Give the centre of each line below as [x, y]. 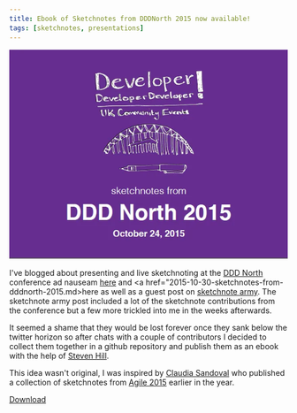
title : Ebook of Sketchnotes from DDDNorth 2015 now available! [130, 19]
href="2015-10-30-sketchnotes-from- [215, 282]
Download [28, 400]
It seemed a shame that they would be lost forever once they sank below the [148, 328]
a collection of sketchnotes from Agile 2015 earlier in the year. [122, 382]
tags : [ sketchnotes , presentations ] [76, 28]
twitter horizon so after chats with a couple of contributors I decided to [138, 337]
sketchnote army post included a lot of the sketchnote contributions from [142, 302]
